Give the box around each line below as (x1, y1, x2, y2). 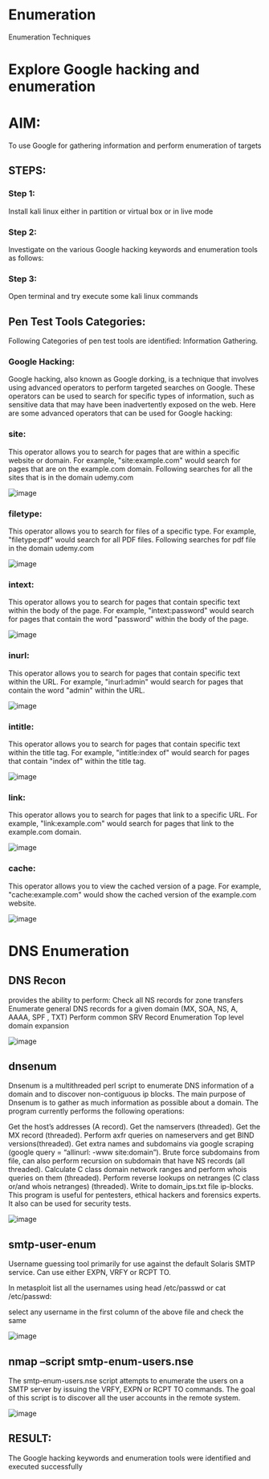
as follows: (8, 253, 44, 263)
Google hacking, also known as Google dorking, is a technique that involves (8, 374, 259, 384)
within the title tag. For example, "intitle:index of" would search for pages (8, 747, 251, 757)
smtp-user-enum (8, 1237, 96, 1251)
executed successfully (8, 1461, 83, 1471)
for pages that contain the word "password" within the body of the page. (8, 615, 249, 624)
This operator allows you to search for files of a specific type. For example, (8, 526, 257, 536)
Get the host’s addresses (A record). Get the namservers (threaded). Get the (8, 1122, 261, 1132)
